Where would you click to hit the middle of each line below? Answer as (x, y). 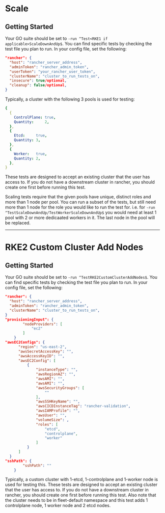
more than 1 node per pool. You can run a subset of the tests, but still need (81, 202)
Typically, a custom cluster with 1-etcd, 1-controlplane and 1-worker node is (82, 480)
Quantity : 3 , (27, 140)
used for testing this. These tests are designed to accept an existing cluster (81, 485)
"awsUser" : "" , (52, 415)
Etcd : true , (31, 135)
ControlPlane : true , (35, 117)
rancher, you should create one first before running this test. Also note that (81, 495)
